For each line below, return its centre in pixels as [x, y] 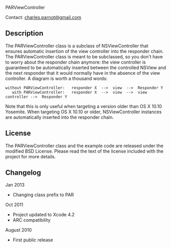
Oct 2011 [14, 205]
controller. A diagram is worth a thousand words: [56, 78]
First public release [33, 240]
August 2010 [19, 230]
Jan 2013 [15, 185]
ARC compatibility [32, 220]
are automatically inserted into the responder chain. [59, 117]
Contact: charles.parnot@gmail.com [43, 17]
